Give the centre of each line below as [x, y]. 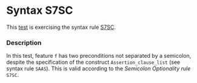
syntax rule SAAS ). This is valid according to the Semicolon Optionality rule [98, 69]
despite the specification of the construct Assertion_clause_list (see [93, 62]
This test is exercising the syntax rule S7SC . [61, 27]
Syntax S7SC [40, 11]
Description [24, 43]
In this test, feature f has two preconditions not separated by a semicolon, [99, 56]
